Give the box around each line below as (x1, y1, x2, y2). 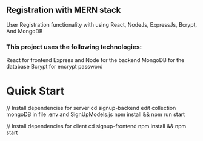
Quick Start (6, 84, 65, 98)
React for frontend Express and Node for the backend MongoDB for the (6, 57, 185, 64)
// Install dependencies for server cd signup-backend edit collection (6, 105, 176, 112)
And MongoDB (6, 27, 43, 35)
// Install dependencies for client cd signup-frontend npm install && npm (6, 123, 187, 130)
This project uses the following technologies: (6, 43, 142, 51)
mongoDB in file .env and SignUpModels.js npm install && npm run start (6, 111, 185, 118)
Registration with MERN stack (6, 5, 121, 15)
